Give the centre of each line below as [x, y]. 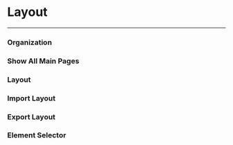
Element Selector [37, 135]
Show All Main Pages [43, 61]
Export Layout [31, 117]
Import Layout [31, 98]
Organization [29, 42]
